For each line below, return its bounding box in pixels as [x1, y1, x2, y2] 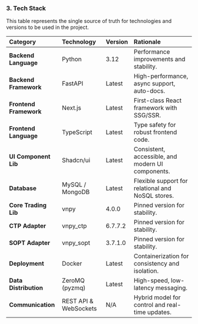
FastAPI [61, 80, 84, 88]
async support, [133, 80, 176, 88]
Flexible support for [133, 177, 188, 185]
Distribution [9, 284, 43, 292]
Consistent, [133, 145, 166, 153]
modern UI [133, 160, 163, 168]
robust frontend [133, 128, 177, 136]
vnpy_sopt [61, 239, 90, 247]
